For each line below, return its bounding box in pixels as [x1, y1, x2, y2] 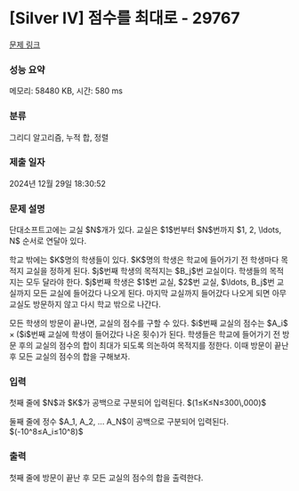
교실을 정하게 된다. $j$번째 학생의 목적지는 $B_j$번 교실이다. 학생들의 [25, 266, 268, 277]
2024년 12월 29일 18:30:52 [9, 178, 107, 189]
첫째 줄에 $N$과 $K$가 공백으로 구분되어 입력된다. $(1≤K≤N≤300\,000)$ [9, 398, 267, 408]
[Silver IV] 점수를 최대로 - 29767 [9, 8, 240, 28]
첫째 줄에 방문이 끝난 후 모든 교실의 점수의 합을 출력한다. [9, 472, 204, 483]
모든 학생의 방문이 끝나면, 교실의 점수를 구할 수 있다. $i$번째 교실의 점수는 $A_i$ [9, 318, 288, 329]
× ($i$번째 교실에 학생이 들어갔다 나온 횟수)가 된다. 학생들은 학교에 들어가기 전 [9, 329, 280, 340]
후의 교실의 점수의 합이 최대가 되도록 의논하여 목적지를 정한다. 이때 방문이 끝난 [18, 340, 289, 351]
